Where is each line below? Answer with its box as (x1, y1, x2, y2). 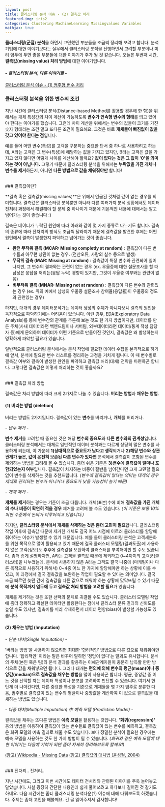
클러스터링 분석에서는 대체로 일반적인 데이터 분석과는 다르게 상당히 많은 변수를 (5, 441, 155, 448)
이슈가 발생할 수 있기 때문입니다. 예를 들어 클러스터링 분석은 (22, 534, 136, 540)
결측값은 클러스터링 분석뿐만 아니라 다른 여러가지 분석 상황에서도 (23, 200, 147, 206)
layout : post (5, 7, 32, 12)
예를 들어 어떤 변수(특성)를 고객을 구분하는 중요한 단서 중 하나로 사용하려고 (5, 143, 147, 149)
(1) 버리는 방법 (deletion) (5, 403, 54, 409)
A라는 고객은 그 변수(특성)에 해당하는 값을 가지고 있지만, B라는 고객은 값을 (11, 149, 153, 155)
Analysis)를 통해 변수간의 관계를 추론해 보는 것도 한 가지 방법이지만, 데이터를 (5, 317, 152, 323)
